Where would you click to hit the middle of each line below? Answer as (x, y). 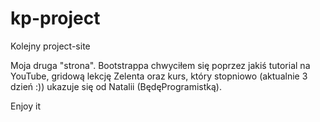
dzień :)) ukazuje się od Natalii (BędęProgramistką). (116, 86)
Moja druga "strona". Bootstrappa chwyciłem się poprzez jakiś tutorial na (160, 65)
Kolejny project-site (50, 46)
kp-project (55, 18)
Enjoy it (25, 106)
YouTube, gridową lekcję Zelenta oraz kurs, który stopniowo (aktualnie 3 (159, 76)
